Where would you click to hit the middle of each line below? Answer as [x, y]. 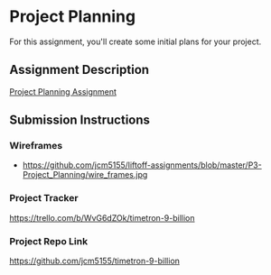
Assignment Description [79, 70]
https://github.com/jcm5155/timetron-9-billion [95, 261]
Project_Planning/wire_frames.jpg [85, 175]
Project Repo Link [49, 241]
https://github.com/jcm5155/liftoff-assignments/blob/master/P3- [142, 165]
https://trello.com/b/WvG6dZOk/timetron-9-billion [103, 217]
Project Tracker [44, 198]
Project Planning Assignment [63, 91]
